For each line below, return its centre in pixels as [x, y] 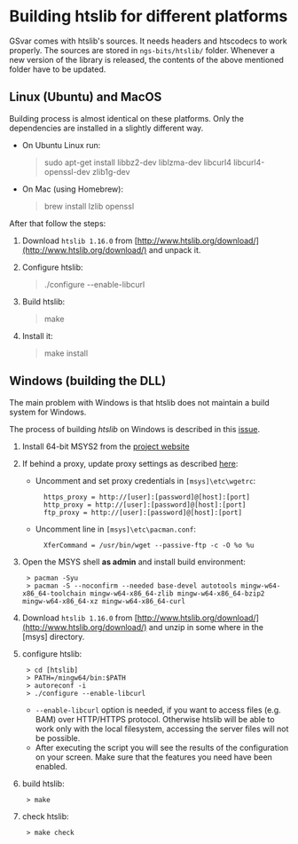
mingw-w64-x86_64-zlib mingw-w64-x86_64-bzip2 [177, 593]
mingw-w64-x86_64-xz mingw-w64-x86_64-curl [104, 601]
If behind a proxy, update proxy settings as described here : [130, 463]
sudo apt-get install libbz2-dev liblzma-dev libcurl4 [138, 162]
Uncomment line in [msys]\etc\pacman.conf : [116, 529]
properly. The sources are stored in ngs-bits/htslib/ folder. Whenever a [142, 50]
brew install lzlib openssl [89, 206]
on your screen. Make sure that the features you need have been [154, 757]
